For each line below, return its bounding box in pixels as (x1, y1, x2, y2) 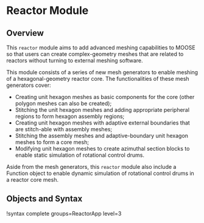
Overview (6, 28, 44, 38)
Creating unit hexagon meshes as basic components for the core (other (15, 94, 195, 100)
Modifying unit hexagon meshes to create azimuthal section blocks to (15, 145, 190, 152)
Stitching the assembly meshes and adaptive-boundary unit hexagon (15, 132, 189, 139)
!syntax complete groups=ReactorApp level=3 (6, 210, 122, 217)
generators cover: (6, 81, 51, 89)
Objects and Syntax (6, 194, 83, 204)
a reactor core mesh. (6, 176, 59, 183)
